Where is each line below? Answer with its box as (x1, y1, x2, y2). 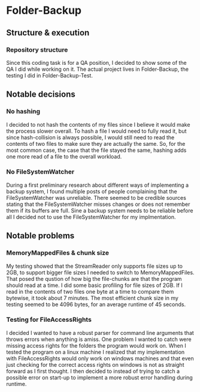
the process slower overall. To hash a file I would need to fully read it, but (6, 127, 187, 134)
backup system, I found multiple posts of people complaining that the (6, 187, 178, 195)
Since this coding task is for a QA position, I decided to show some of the (6, 59, 187, 66)
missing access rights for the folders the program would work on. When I (6, 342, 187, 349)
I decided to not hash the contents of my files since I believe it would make (6, 121, 190, 128)
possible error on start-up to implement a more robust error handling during (6, 373, 193, 381)
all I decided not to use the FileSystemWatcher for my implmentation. (6, 213, 176, 220)
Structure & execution (6, 28, 90, 38)
